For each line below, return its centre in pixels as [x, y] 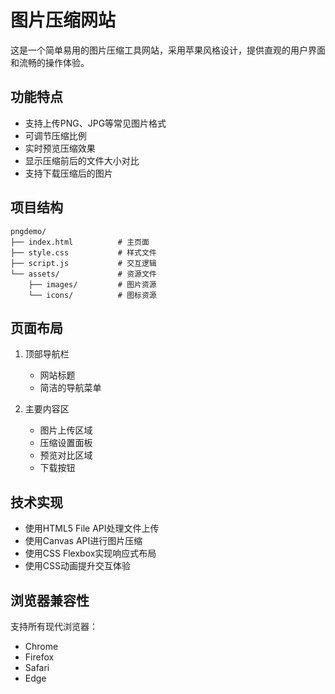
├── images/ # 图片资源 [92, 284]
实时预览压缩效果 [60, 148]
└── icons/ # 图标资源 [92, 295]
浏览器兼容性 [50, 600]
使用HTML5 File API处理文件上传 [92, 528]
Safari [37, 667]
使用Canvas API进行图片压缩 [83, 541]
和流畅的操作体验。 [50, 62]
